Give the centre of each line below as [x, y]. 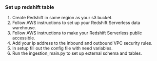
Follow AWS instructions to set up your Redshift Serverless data [76, 23]
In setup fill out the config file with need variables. [62, 48]
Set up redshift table [30, 7]
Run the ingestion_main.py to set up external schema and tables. [77, 53]
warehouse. [24, 28]
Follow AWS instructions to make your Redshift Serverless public [77, 33]
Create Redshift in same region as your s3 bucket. [62, 18]
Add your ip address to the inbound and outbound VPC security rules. [82, 43]
